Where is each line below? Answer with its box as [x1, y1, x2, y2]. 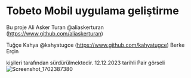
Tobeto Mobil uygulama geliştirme [6, 4, 179, 18]
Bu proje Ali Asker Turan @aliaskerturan [6, 24, 104, 31]
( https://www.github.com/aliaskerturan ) [6, 30, 103, 37]
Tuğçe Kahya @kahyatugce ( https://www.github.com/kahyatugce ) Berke [6, 41, 185, 48]
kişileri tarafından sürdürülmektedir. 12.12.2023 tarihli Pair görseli [6, 59, 165, 66]
